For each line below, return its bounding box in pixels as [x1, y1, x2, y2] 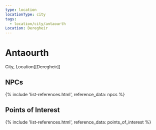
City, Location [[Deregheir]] [5, 64, 61, 70]
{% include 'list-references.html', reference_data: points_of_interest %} [5, 119, 151, 125]
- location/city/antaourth [9, 21, 66, 26]
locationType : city [5, 12, 46, 17]
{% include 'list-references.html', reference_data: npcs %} [5, 91, 125, 97]
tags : [5, 16, 16, 21]
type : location [5, 7, 37, 12]
